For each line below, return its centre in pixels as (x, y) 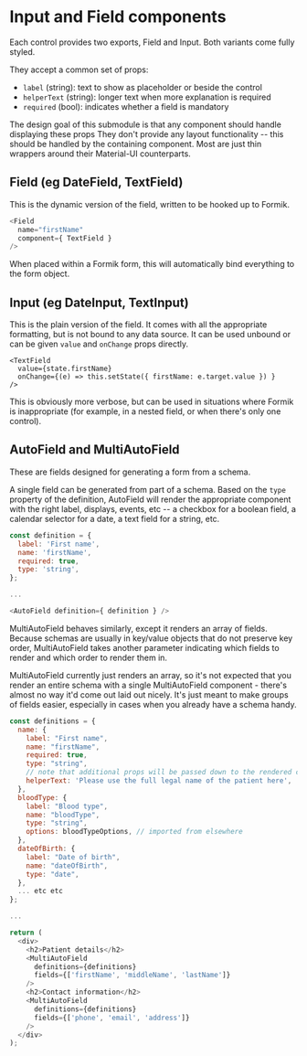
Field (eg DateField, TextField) (96, 182)
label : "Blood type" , (67, 806)
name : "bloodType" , (63, 815)
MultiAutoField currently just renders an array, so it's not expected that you (151, 675)
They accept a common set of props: (79, 69)
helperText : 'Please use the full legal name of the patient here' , (159, 781)
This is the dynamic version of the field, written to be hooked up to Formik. (150, 204)
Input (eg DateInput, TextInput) (99, 302)
